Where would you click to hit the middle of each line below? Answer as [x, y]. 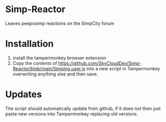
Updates [24, 94]
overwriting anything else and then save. [55, 74]
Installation [30, 44]
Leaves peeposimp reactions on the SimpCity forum [60, 23]
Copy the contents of [35, 63]
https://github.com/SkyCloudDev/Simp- [100, 63]
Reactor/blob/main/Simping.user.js [49, 68]
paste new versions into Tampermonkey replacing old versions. [72, 114]
